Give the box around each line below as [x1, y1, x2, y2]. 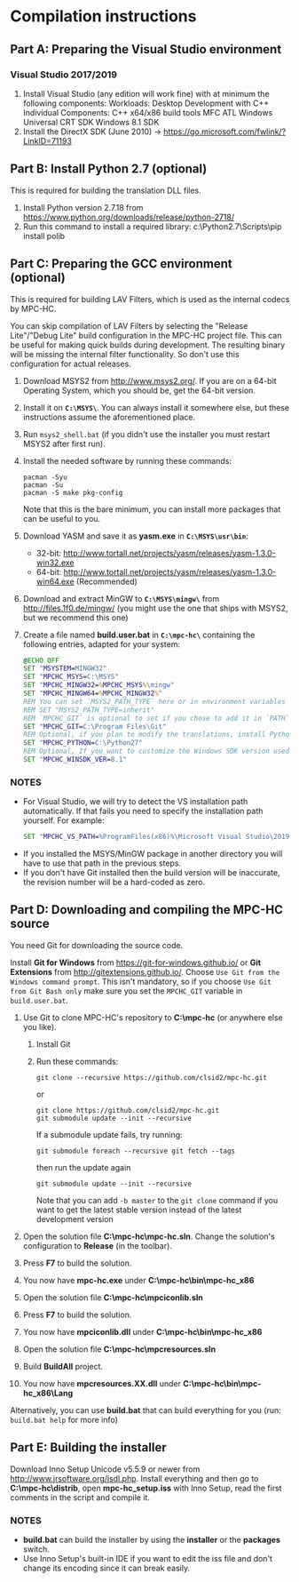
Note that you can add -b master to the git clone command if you [35, 1194, 279, 1205]
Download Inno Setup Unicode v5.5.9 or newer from [10, 1464, 201, 1474]
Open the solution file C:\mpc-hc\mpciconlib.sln [22, 1291, 203, 1303]
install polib [22, 230, 66, 241]
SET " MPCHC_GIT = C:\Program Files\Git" [22, 722, 167, 731]
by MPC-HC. [10, 303, 57, 314]
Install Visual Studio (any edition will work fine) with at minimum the [22, 88, 270, 99]
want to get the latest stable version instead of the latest [35, 1204, 242, 1215]
